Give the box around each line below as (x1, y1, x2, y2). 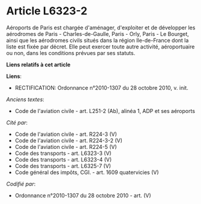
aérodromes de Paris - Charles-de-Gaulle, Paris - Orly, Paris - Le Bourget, (6, 30, 189, 37)
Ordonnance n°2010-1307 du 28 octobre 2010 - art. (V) (14, 191, 151, 199)
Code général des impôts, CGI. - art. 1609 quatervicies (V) (14, 169, 159, 176)
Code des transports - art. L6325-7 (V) (14, 162, 111, 169)
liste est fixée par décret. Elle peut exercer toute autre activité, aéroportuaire (6, 43, 195, 50)
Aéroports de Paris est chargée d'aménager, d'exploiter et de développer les (6, 24, 196, 31)
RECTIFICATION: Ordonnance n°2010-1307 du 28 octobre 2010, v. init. (14, 84, 189, 91)
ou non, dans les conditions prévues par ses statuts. (6, 49, 136, 56)
